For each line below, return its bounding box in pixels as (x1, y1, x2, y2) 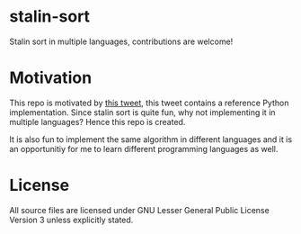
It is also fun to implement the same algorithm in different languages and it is (9, 133, 293, 145)
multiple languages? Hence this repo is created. (9, 116, 186, 127)
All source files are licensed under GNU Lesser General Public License (9, 204, 270, 215)
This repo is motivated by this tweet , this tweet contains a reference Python (9, 97, 289, 108)
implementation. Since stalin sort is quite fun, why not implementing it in (9, 106, 276, 118)
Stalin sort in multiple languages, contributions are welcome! (9, 36, 234, 47)
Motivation (9, 67, 93, 88)
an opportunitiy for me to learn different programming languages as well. (9, 143, 279, 154)
